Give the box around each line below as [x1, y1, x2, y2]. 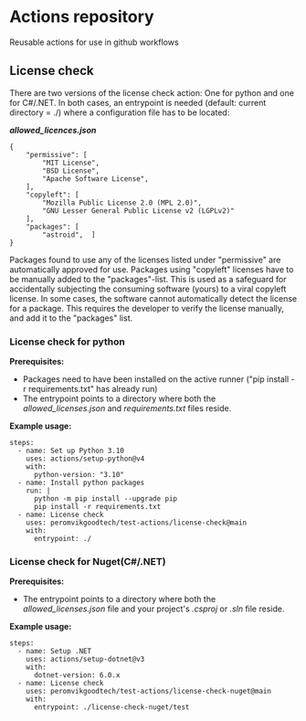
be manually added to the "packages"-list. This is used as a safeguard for [9, 273, 287, 284]
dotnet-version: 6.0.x [33, 671, 121, 680]
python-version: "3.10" [33, 471, 125, 480]
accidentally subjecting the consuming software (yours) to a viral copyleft [9, 283, 287, 294]
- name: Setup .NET [17, 647, 92, 656]
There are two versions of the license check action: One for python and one [9, 87, 295, 98]
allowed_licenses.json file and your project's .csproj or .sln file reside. [22, 603, 285, 614]
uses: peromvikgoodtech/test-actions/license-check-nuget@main [26, 687, 272, 696]
